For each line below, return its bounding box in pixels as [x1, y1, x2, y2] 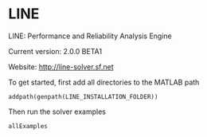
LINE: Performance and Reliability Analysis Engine [8, 31, 173, 41]
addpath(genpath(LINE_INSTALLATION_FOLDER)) [8, 92, 158, 100]
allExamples [8, 122, 48, 130]
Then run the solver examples [8, 107, 106, 116]
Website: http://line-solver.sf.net [8, 61, 114, 72]
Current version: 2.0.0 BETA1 [8, 46, 102, 56]
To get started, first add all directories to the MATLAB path [8, 77, 200, 87]
